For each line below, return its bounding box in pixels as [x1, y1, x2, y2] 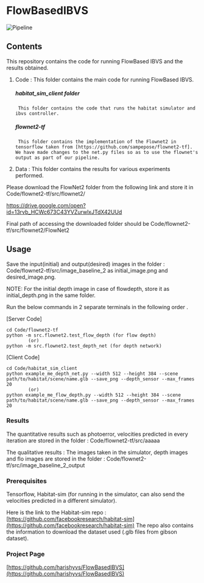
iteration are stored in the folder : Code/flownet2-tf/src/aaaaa [6, 436, 160, 444]
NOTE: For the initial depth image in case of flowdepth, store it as [6, 285, 170, 292]
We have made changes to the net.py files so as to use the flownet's [15, 149, 199, 155]
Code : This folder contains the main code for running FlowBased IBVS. [15, 75, 194, 83]
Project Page [6, 550, 45, 559]
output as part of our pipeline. [15, 155, 100, 161]
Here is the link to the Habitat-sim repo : [6, 509, 107, 516]
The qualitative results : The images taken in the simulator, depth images [6, 449, 188, 456]
